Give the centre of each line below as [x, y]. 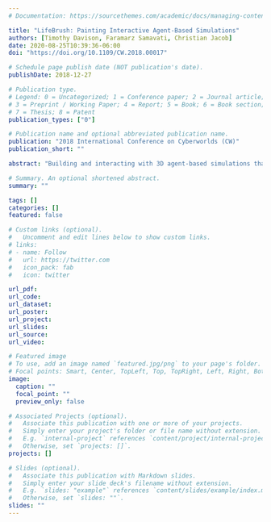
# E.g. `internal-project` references [77, 439]
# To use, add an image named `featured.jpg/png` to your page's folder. [135, 364]
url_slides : [28, 327]
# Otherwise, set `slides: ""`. [67, 498]
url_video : [27, 342]
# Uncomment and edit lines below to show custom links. [110, 238]
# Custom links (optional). [56, 230]
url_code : [25, 297]
